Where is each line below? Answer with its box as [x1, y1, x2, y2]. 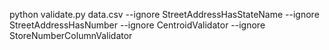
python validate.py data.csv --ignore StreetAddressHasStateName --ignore [9, 9, 320, 20]
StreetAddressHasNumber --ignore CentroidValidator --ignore [9, 19, 266, 31]
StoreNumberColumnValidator [9, 30, 133, 41]
